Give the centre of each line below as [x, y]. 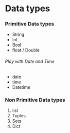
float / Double [26, 50]
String [18, 34]
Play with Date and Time [30, 61]
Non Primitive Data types [35, 100]
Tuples [19, 115]
